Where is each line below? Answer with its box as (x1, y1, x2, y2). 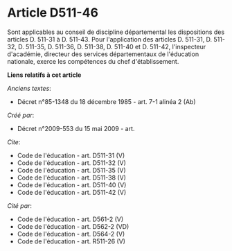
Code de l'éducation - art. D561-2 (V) (17, 215, 124, 223)
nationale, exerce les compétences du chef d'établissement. (7, 57, 179, 65)
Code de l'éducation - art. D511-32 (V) (17, 158, 127, 167)
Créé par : (7, 111, 35, 119)
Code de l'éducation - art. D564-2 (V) (17, 230, 125, 238)
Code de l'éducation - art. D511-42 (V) (17, 188, 127, 196)
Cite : (7, 137, 21, 146)
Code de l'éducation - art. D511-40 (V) (17, 180, 127, 189)
